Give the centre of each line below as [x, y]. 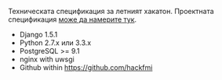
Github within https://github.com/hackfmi [86, 68]
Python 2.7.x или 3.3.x [55, 43]
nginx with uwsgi [47, 59]
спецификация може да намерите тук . [73, 19]
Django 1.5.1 [38, 35]
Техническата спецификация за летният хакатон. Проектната [111, 11]
